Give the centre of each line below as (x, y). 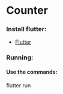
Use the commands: (32, 72)
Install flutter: (26, 29)
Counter (27, 10)
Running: (20, 57)
